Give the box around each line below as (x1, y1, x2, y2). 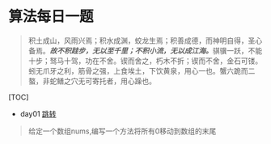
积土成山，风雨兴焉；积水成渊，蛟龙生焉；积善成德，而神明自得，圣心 (28, 36, 263, 45)
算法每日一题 (8, 7, 95, 26)
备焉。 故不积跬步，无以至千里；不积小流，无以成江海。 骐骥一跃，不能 (28, 45, 263, 55)
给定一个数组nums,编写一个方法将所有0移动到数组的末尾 (28, 126, 217, 136)
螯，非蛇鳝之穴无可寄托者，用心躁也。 (28, 76, 156, 86)
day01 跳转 (19, 108, 57, 118)
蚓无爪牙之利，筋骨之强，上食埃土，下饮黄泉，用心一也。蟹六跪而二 (28, 66, 256, 75)
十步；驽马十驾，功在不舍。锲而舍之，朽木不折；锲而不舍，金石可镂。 (28, 56, 263, 66)
